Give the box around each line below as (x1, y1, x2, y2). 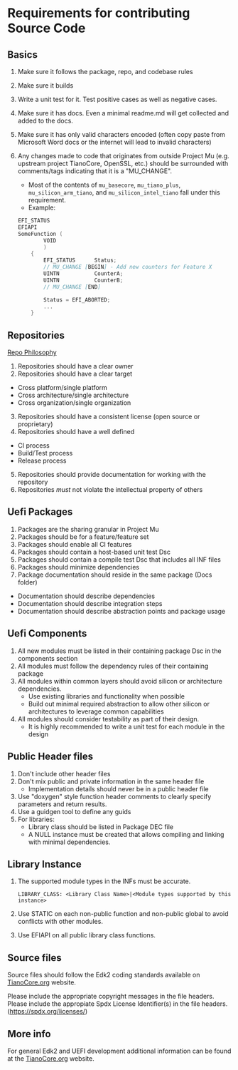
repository (17, 478, 48, 486)
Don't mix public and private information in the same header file (17, 777, 205, 786)
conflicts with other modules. (17, 917, 103, 926)
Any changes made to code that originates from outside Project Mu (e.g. (17, 152, 229, 160)
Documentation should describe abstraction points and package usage (17, 607, 226, 615)
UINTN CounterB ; (43, 277, 124, 284)
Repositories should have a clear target (17, 369, 133, 379)
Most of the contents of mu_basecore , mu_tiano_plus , (28, 180, 181, 189)
